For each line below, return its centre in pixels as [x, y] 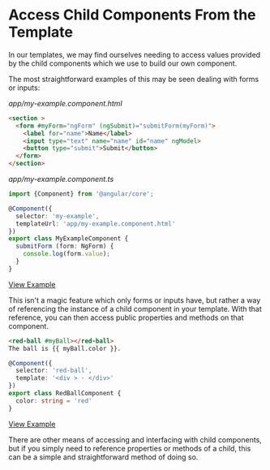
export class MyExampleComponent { [69, 239]
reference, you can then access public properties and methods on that [126, 317]
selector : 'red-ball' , [54, 371]
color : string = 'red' [54, 401]
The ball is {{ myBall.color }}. [65, 348]
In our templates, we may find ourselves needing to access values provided [135, 54]
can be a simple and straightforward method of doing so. [103, 457]
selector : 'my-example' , [58, 216]
